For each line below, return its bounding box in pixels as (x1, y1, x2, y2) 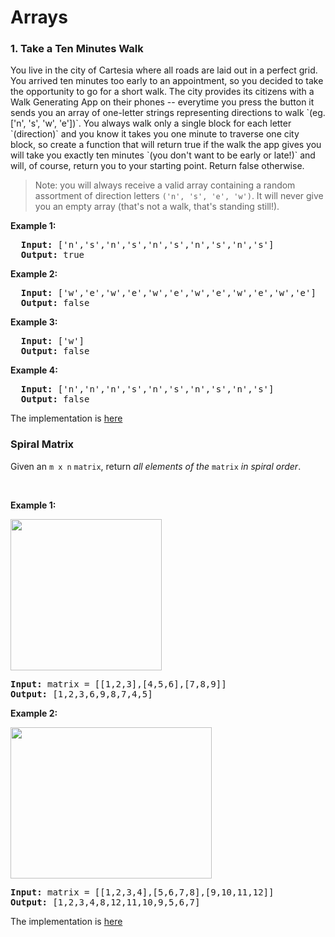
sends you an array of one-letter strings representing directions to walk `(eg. (10, 107, 326, 119)
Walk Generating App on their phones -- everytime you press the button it (10, 96, 315, 108)
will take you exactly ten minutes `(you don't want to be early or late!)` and (10, 149, 316, 161)
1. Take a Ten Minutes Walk (10, 42, 144, 56)
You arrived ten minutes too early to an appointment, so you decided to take (10, 75, 324, 87)
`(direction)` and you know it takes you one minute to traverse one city (10, 128, 300, 140)
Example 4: (10, 364, 58, 376)
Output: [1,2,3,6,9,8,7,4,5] (10, 688, 153, 700)
